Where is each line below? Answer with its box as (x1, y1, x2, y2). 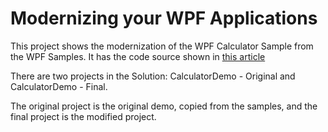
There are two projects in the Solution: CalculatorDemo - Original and (10, 70, 296, 82)
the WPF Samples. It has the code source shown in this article (10, 50, 266, 62)
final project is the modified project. (10, 110, 157, 122)
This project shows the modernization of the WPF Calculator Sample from (10, 40, 314, 52)
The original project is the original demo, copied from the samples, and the (10, 100, 318, 112)
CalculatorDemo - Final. (10, 80, 108, 92)
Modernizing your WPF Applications (10, 7, 318, 30)
